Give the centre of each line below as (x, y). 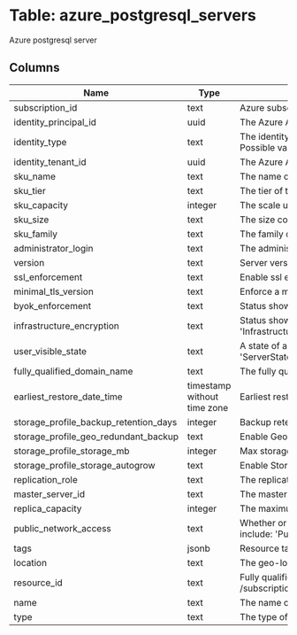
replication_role (46, 479)
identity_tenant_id (50, 162)
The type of (264, 616)
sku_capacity (41, 205)
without (203, 397)
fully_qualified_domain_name (73, 371)
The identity (265, 136)
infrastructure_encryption (66, 326)
